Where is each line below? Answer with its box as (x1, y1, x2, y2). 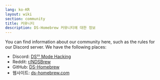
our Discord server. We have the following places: (5, 44, 107, 50)
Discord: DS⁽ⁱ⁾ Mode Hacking (12, 53, 71, 59)
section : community (5, 16, 46, 21)
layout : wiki (5, 12, 32, 17)
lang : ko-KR (5, 7, 30, 12)
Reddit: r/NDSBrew (12, 59, 51, 65)
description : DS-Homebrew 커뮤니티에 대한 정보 (5, 26, 96, 30)
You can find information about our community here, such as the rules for (5, 39, 155, 45)
